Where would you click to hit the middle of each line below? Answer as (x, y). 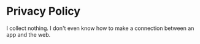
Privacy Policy (44, 11)
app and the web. (29, 34)
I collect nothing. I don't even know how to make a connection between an (100, 28)
